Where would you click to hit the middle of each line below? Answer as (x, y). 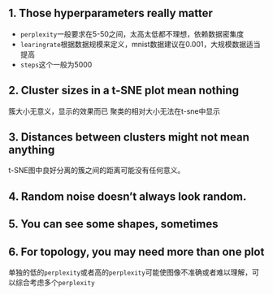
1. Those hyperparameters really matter (110, 13)
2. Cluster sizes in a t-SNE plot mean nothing (124, 91)
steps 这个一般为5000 (56, 64)
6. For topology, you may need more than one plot (136, 252)
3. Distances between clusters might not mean (129, 137)
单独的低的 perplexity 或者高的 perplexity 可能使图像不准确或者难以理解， (130, 272)
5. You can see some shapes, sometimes (113, 224)
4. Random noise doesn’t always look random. (128, 196)
